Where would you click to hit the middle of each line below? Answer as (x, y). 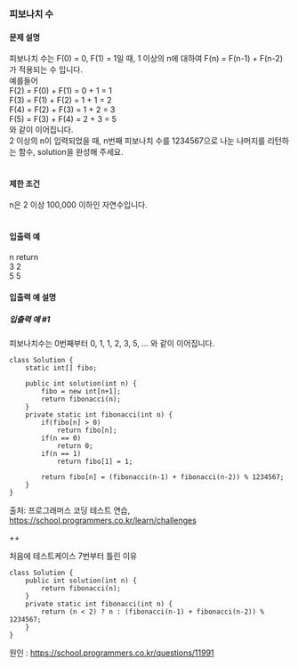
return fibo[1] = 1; (95, 462)
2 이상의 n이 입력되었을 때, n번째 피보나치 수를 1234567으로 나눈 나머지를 (137, 141)
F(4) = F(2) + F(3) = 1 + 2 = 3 (62, 110)
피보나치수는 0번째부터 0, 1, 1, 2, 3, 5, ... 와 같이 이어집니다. (112, 344)
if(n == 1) (61, 454)
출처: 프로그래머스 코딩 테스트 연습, (70, 510)
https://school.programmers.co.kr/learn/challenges (103, 521)
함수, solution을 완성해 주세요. (71, 152)
